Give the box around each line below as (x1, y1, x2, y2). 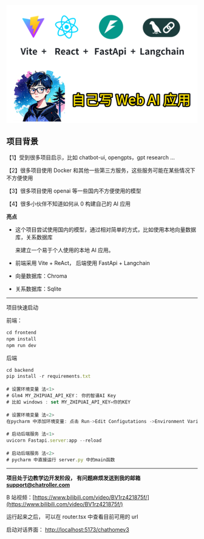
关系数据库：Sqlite (15, 285, 62, 292)
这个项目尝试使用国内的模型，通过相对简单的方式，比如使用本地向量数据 (15, 225, 196, 233)
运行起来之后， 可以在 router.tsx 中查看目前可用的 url (6, 513, 138, 520)
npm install (6, 336, 36, 342)
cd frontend (6, 329, 36, 335)
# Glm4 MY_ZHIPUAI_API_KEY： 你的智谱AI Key (6, 393, 117, 399)
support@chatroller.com (6, 481, 70, 488)
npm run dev (6, 342, 36, 348)
